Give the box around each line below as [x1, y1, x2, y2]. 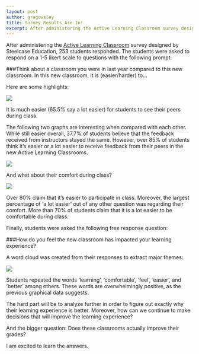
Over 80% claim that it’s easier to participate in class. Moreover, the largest [6, 194, 190, 202]
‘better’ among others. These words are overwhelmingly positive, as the [6, 283, 182, 290]
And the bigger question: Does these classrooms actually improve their [6, 324, 179, 332]
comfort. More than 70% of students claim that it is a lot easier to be [6, 207, 173, 214]
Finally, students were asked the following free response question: [6, 225, 168, 232]
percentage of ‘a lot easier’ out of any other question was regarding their [6, 200, 184, 208]
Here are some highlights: [6, 84, 69, 91]
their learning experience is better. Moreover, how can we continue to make [6, 307, 191, 314]
